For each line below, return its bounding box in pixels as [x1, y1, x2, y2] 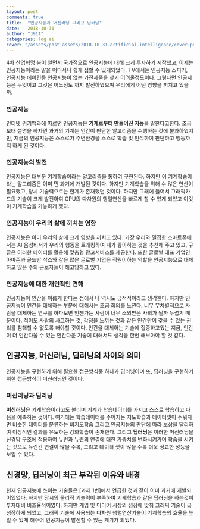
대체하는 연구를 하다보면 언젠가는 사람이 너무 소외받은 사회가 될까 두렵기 [17, 309, 185, 317]
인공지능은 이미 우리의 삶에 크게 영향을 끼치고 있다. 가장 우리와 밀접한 [6, 233, 167, 241]
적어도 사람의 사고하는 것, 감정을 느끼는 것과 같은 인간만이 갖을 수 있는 [23, 317, 186, 324]
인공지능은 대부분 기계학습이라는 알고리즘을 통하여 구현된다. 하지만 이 [6, 173, 167, 180]
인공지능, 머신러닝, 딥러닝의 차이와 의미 [6, 350, 141, 361]
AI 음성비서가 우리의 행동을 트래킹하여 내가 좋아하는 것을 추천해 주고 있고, [17, 241, 187, 248]
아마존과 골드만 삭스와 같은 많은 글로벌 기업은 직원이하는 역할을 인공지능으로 [6, 256, 183, 263]
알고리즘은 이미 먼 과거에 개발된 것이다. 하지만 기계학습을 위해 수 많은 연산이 [17, 180, 193, 187]
